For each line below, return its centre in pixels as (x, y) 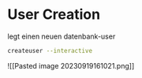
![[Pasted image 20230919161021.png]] (71, 65)
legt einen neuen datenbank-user (62, 36)
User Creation (54, 15)
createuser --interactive (50, 50)
